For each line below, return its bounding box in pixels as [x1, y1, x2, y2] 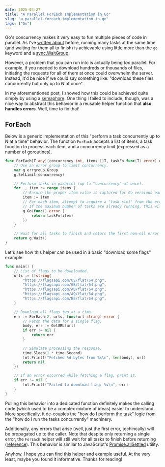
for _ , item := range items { [14, 186, 76, 191]
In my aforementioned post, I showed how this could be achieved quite [5, 90, 148, 96]
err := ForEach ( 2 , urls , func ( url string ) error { [14, 314, 120, 319]
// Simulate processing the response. [23, 346, 102, 351]
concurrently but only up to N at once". [5, 81, 84, 87]
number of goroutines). [5, 149, 52, 155]
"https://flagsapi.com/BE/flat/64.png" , [23, 296, 107, 301]
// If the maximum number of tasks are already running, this [23, 204, 153, 209]
